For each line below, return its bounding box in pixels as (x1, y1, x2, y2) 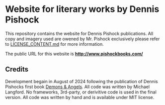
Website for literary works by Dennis (5, 3, 160, 15)
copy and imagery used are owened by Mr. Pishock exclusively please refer (5, 36, 160, 42)
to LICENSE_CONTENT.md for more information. (5, 41, 104, 47)
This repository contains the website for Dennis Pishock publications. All (5, 30, 154, 36)
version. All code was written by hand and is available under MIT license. (5, 94, 155, 100)
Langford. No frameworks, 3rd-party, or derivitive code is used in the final (5, 89, 157, 95)
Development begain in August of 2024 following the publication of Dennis (5, 78, 158, 84)
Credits (5, 65, 29, 74)
